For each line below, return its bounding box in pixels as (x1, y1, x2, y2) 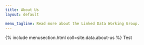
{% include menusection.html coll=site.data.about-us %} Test (5, 34, 132, 40)
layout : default (5, 12, 39, 17)
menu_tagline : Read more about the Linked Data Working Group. (5, 21, 140, 26)
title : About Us (5, 7, 39, 12)
